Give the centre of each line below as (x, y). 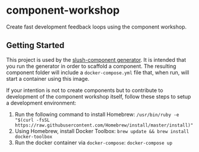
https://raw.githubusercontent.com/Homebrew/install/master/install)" (104, 125)
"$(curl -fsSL (32, 120)
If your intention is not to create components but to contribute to (85, 90)
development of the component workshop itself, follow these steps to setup (99, 96)
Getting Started (35, 45)
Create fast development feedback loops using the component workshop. (97, 27)
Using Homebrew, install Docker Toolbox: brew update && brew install (102, 131)
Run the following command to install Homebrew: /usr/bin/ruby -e (97, 114)
